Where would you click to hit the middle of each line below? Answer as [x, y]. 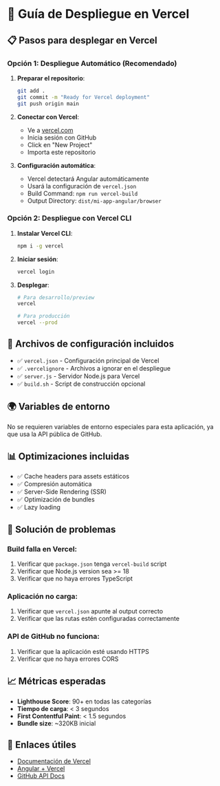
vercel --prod [37, 323]
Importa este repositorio [62, 152]
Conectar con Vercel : [48, 117]
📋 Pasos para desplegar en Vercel [82, 40]
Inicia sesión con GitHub [62, 138]
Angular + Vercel [41, 769]
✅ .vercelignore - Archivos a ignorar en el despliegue [93, 368]
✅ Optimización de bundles [56, 500]
